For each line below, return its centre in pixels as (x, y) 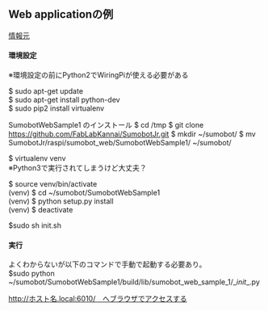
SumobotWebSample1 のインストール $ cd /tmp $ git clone (106, 125)
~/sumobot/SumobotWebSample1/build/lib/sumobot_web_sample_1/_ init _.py (134, 282)
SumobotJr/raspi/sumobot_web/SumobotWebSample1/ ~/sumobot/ (120, 143)
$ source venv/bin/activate (53, 184)
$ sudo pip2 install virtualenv (57, 108)
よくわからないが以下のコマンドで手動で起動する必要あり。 (107, 264)
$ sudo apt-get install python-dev (64, 100)
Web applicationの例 (61, 15)
